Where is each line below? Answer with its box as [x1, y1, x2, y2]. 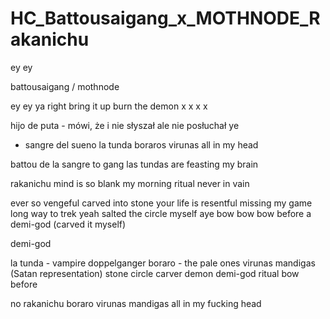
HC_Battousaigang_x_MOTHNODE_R [10, 7, 321, 30]
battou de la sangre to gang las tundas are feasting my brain [10, 158, 259, 170]
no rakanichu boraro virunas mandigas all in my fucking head [10, 297, 262, 309]
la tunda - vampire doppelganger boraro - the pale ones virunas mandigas [10, 257, 316, 269]
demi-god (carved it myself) [10, 218, 127, 230]
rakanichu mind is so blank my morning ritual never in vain [10, 177, 250, 189]
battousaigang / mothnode [10, 80, 120, 92]
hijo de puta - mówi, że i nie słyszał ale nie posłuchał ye [10, 119, 240, 131]
